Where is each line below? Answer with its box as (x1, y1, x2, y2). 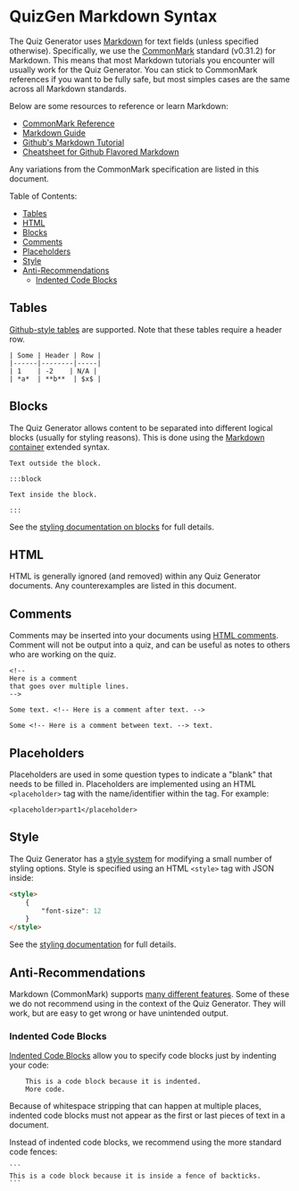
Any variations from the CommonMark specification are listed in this (9, 164, 260, 174)
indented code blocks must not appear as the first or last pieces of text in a (9, 1111, 286, 1121)
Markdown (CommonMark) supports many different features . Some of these (9, 989, 290, 999)
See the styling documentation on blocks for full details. (9, 521, 214, 532)
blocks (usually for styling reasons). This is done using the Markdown (9, 432, 265, 443)
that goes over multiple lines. (9, 682, 129, 691)
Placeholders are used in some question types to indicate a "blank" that (9, 769, 273, 780)
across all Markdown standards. (9, 83, 127, 94)
